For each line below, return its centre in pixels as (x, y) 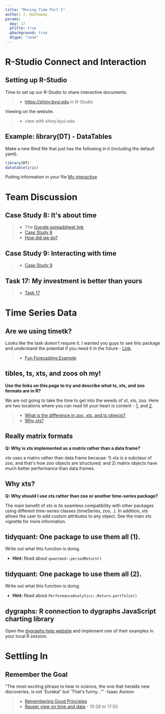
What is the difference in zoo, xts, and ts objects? (75, 415)
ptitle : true (23, 28)
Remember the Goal (36, 675)
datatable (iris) (22, 167)
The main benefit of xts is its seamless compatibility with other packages (80, 505)
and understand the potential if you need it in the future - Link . (69, 348)
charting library (30, 619)
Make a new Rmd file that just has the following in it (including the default (80, 148)
